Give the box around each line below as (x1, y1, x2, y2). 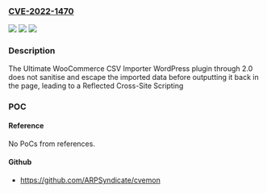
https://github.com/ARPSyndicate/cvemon (19, 175, 161, 185)
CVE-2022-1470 (8, 6, 74, 17)
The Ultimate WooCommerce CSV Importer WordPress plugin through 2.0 (8, 63, 253, 73)
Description (8, 45, 56, 57)
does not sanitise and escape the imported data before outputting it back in (8, 72, 260, 82)
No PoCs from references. (8, 139, 95, 149)
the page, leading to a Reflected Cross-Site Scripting (8, 81, 184, 90)
